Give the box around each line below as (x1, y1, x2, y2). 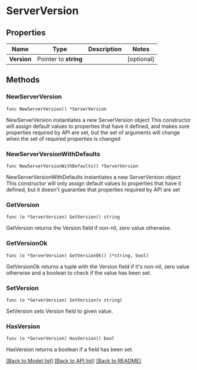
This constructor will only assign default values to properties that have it (6, 180, 182, 187)
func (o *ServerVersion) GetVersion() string (6, 214, 120, 220)
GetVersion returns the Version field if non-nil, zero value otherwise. (6, 224, 172, 232)
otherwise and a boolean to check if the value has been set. (6, 269, 152, 276)
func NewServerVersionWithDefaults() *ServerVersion (6, 163, 139, 169)
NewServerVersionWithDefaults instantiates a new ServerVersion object (6, 173, 181, 180)
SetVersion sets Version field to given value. (6, 308, 113, 315)
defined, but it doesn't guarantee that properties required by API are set (6, 186, 180, 193)
